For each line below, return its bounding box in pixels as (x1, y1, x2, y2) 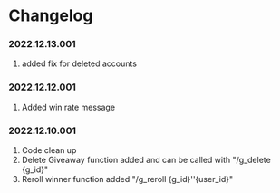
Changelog (8, 5, 93, 26)
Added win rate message (21, 101, 115, 112)
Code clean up (21, 145, 77, 156)
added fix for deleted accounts (21, 58, 138, 69)
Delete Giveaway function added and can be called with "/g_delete (21, 155, 271, 166)
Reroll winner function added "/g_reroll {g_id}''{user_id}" (21, 174, 233, 185)
